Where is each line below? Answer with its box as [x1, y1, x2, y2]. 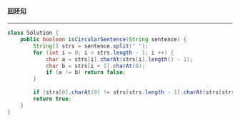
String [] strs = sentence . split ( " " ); [33, 43, 149, 50]
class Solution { [7, 29, 59, 37]
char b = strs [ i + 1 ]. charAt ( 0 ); [45, 62, 145, 70]
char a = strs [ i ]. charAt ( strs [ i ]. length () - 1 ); [45, 55, 194, 63]
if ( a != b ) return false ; [45, 69, 126, 76]
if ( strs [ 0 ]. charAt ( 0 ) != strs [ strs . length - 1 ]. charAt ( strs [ [33, 89, 222, 96]
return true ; [33, 95, 72, 102]
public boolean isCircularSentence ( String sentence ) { [20, 36, 187, 43]
